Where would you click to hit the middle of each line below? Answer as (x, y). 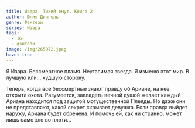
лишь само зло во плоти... (39, 119)
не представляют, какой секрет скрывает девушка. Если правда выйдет (97, 107)
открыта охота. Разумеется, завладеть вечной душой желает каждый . (95, 95)
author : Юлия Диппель (32, 17)
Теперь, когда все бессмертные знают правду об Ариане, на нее (88, 88)
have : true (19, 55)
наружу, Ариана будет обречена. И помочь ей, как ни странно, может (94, 113)
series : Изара (23, 28)
